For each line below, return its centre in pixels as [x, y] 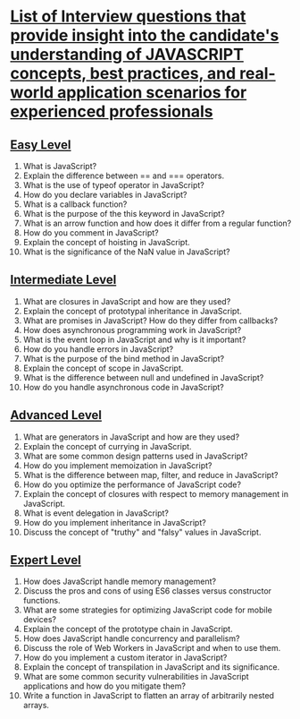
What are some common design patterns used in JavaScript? [135, 456]
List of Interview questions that [128, 17]
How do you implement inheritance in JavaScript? [114, 522]
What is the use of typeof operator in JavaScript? [113, 185]
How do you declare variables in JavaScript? [105, 195]
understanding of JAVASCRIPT [127, 55]
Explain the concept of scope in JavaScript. [103, 368]
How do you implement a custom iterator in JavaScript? [125, 658]
